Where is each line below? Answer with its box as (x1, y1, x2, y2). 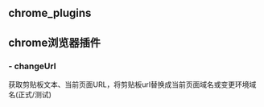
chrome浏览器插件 (8, 35, 101, 49)
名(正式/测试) (8, 90, 52, 100)
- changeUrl (8, 60, 56, 72)
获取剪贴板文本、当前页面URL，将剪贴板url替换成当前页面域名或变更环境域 (8, 80, 257, 89)
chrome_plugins (8, 6, 92, 20)
